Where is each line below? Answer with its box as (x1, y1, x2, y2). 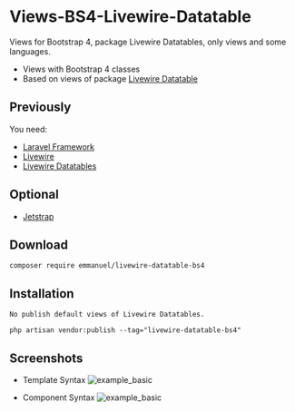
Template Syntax (22, 375, 86, 385)
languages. (9, 45, 52, 56)
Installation (9, 286, 74, 301)
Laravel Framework (22, 141, 95, 152)
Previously (9, 100, 72, 115)
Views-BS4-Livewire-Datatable (9, 6, 251, 27)
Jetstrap (22, 211, 54, 221)
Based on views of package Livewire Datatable (22, 73, 198, 83)
